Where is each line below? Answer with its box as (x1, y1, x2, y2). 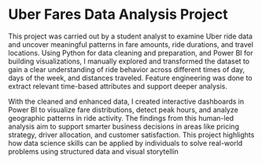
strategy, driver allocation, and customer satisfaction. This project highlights (8, 129, 255, 139)
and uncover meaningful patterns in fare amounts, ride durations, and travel (8, 39, 254, 49)
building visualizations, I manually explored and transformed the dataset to (8, 56, 250, 66)
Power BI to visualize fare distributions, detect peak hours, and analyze (8, 104, 238, 115)
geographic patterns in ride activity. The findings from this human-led (8, 113, 234, 122)
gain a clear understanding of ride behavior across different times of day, (8, 64, 245, 74)
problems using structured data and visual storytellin (8, 147, 179, 156)
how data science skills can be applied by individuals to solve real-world (8, 138, 243, 148)
